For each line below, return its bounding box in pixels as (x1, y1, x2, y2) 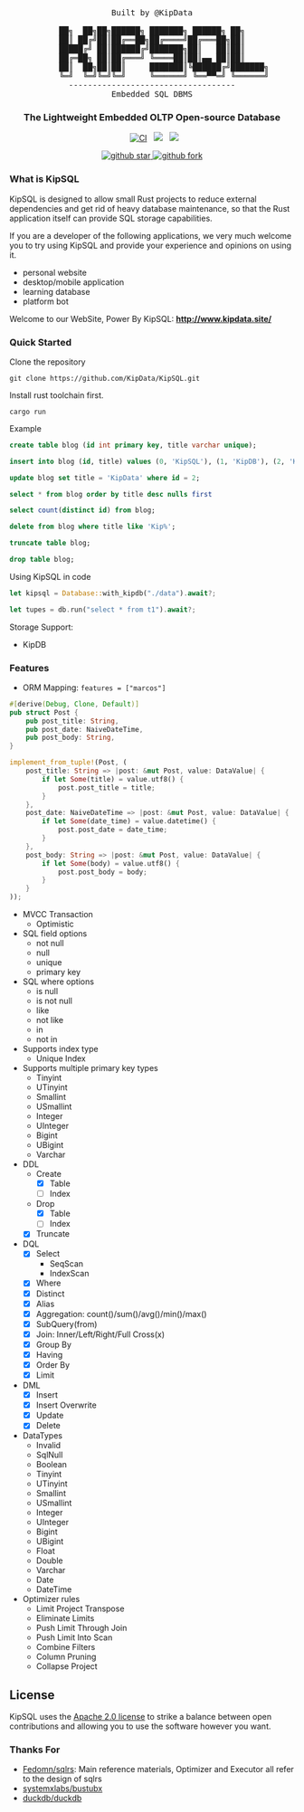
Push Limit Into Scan (35, 1632, 113, 1643)
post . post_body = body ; (57, 868, 147, 877)
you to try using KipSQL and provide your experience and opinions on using (9, 240, 292, 251)
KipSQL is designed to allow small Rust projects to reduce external (9, 194, 257, 204)
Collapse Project (35, 1661, 98, 1672)
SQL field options (22, 928, 88, 939)
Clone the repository (9, 356, 86, 367)
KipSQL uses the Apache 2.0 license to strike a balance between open (9, 1712, 272, 1722)
